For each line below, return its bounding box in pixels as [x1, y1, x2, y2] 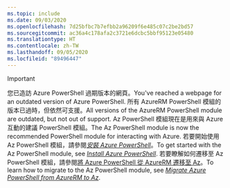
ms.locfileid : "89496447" [7, 55, 82, 62]
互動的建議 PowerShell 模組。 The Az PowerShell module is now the [7, 123, 200, 132]
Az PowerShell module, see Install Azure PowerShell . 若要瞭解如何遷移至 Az [7, 149, 224, 157]
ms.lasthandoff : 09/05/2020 [7, 49, 89, 56]
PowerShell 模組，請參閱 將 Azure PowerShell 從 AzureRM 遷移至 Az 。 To [7, 157, 214, 166]
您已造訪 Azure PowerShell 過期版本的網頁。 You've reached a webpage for [7, 88, 222, 97]
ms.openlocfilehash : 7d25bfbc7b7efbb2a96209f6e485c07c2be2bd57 [7, 23, 194, 30]
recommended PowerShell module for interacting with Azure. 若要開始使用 [7, 132, 220, 140]
